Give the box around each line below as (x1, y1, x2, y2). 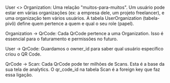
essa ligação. (5, 72, 33, 78)
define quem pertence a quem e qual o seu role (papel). (17, 20, 134, 26)
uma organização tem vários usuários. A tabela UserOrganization (5, 15, 142, 21)
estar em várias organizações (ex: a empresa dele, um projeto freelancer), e (5, 10, 164, 16)
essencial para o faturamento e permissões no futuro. (5, 36, 118, 42)
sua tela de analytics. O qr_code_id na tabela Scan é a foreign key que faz (5, 66, 160, 72)
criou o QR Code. (5, 51, 42, 57)
